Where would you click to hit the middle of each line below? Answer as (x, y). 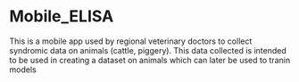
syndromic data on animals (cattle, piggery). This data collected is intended (148, 50)
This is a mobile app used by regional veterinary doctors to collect (131, 41)
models (23, 70)
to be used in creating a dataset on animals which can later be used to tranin (150, 60)
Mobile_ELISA (62, 16)
